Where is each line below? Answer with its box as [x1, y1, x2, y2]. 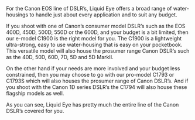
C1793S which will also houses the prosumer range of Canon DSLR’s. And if [6, 77, 189, 84]
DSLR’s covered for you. [6, 108, 64, 114]
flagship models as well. [6, 90, 64, 97]
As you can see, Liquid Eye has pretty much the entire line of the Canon [6, 101, 179, 108]
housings [6, 11, 28, 18]
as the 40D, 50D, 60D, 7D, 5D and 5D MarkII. [6, 54, 114, 60]
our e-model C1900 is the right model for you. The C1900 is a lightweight [6, 35, 182, 42]
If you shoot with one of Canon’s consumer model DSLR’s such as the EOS [6, 23, 186, 29]
